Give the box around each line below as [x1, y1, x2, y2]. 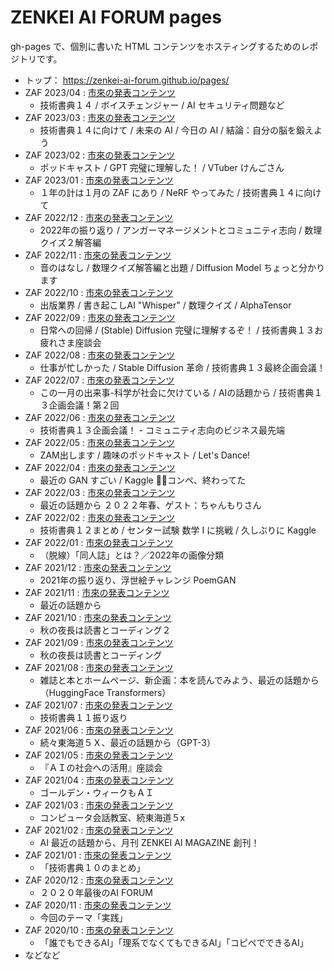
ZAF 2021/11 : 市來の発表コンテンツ [24, 586, 170, 598]
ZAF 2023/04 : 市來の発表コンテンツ [24, 86, 176, 98]
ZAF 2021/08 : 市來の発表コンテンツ [24, 661, 174, 673]
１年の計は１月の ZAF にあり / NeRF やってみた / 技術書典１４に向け [39, 186, 322, 198]
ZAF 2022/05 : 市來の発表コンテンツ [24, 436, 175, 448]
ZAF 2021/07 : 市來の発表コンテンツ [24, 699, 173, 711]
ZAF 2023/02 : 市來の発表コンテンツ [24, 149, 176, 161]
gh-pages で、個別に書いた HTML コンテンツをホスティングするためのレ [10, 40, 310, 52]
